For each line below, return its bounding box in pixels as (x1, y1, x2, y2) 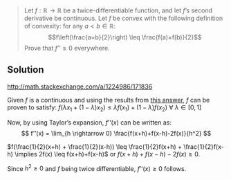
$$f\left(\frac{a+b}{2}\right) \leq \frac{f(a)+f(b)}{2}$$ (48, 33, 202, 41)
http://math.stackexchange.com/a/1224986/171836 (7, 82, 153, 91)
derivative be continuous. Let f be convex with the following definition (24, 14, 223, 22)
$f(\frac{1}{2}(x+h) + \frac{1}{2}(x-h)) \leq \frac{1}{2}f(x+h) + (7, 142, 182, 151)
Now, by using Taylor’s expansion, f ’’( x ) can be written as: (7, 118, 172, 127)
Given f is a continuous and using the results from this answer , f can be (7, 96, 210, 104)
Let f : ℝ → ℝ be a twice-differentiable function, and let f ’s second (24, 6, 213, 15)
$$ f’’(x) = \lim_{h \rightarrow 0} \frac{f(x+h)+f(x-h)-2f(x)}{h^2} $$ (21, 129, 212, 137)
